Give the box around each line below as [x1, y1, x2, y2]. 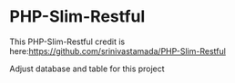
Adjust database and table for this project [9, 63, 166, 74]
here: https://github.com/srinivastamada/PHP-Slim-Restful [9, 45, 226, 56]
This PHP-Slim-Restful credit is [9, 36, 126, 47]
